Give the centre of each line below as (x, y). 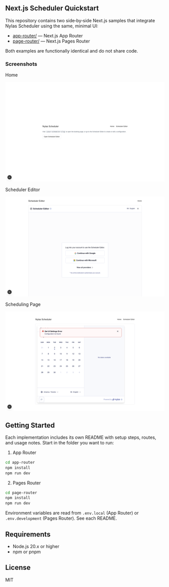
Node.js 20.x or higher (36, 546)
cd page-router (21, 492)
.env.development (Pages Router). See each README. (61, 518)
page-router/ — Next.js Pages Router (51, 41)
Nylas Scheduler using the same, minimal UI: (52, 26)
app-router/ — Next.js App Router (48, 35)
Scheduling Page (23, 304)
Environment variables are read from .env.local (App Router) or (72, 513)
